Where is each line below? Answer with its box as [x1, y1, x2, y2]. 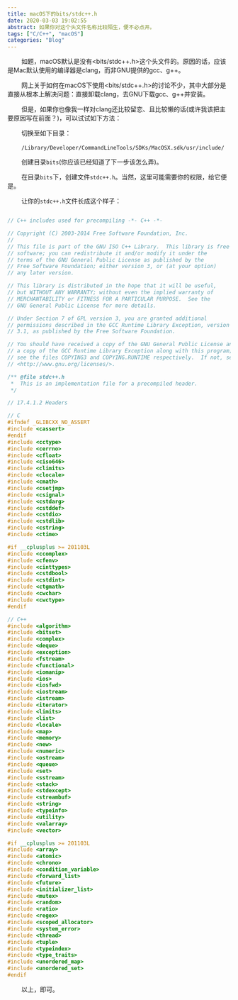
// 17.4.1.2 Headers [7, 399, 69, 406]
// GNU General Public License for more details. [7, 302, 157, 309]
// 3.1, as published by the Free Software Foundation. [7, 328, 176, 335]
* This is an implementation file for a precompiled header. [10, 380, 198, 387]
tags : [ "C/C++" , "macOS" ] [7, 30, 84, 38]
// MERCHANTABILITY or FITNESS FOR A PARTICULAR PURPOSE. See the [7, 295, 211, 302]
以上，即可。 [21, 985, 59, 994]
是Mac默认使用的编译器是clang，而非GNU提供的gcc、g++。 [7, 66, 185, 74]
